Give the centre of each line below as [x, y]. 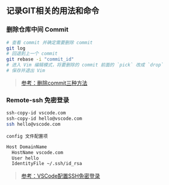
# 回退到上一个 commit [32, 54]
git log [16, 48]
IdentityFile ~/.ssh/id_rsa [47, 164]
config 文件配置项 [27, 136]
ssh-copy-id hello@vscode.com [44, 119]
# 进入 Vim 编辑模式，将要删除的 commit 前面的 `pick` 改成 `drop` [85, 65]
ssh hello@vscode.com [33, 124]
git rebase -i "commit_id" [40, 59]
